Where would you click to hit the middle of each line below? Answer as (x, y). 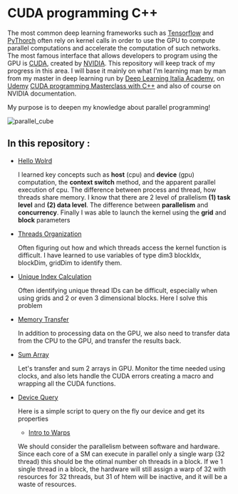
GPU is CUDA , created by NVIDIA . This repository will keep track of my (111, 63)
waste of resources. (47, 484)
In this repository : (49, 144)
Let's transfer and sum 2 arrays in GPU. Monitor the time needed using (121, 368)
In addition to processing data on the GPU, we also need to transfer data (124, 333)
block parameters (44, 220)
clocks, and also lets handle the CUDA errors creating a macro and (115, 376)
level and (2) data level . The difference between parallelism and (113, 205)
